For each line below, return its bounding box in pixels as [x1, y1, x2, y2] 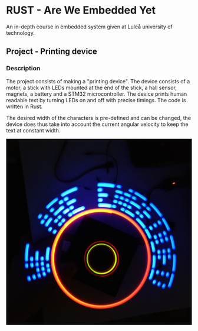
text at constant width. [6, 126, 61, 134]
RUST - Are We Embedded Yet [6, 4, 156, 17]
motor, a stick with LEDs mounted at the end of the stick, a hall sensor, [6, 84, 177, 91]
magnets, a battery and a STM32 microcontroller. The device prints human [6, 90, 187, 98]
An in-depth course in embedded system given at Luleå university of [6, 23, 173, 30]
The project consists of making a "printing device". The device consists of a [6, 77, 190, 85]
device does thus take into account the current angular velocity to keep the [6, 121, 189, 128]
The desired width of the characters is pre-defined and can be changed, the [6, 114, 192, 121]
